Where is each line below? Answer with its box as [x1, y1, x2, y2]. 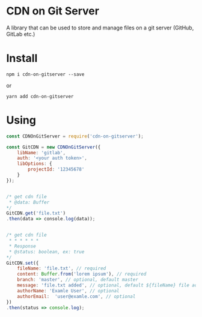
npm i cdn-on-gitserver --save [6, 71, 85, 77]
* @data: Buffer [8, 199, 50, 205]
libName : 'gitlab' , [17, 149, 66, 155]
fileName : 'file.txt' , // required [17, 265, 106, 271]
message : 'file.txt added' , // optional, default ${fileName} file [17, 282, 189, 289]
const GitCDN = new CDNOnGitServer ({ [6, 144, 101, 150]
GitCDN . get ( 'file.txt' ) [6, 210, 66, 217]
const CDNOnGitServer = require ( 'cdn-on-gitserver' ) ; [6, 133, 144, 139]
